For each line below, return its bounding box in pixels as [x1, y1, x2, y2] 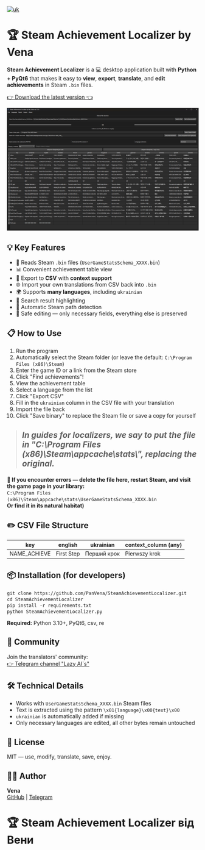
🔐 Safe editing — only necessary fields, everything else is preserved [15, 310, 187, 317]
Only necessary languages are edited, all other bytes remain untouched [15, 720, 195, 727]
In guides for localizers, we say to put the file [21, 430, 196, 440]
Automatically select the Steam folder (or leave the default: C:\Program [15, 354, 192, 361]
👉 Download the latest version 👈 [7, 93, 93, 101]
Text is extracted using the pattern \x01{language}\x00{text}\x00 [15, 706, 180, 713]
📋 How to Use [7, 328, 62, 338]
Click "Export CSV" [15, 393, 64, 400]
